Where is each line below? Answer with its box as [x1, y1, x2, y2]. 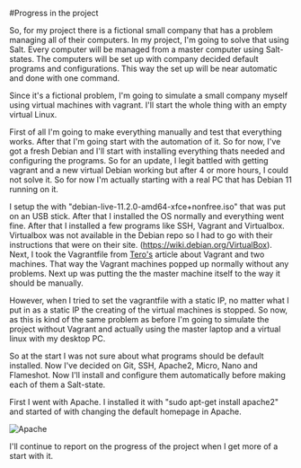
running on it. [9, 184, 58, 194]
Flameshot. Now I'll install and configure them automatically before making [9, 370, 286, 380]
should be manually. [9, 278, 84, 288]
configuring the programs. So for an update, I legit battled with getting [9, 155, 269, 165]
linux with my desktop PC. [9, 333, 106, 344]
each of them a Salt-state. [9, 379, 106, 390]
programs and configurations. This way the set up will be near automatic [9, 63, 278, 74]
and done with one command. [9, 73, 120, 84]
